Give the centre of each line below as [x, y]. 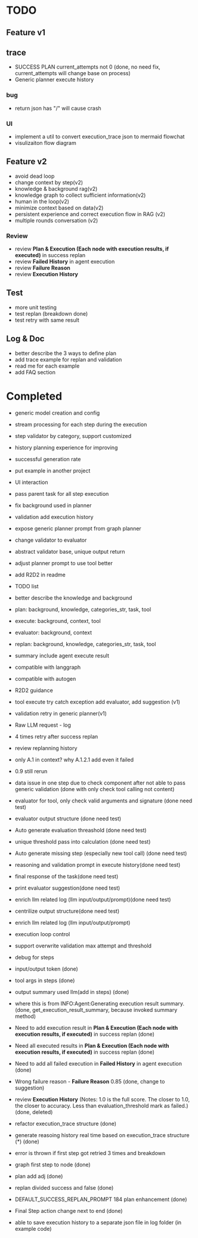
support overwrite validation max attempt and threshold [83, 946]
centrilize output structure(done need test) [67, 911]
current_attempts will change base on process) [73, 73]
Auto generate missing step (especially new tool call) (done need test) [101, 853]
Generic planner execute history [54, 80]
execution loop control [42, 934]
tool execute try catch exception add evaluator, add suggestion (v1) [98, 702]
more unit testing [35, 307]
